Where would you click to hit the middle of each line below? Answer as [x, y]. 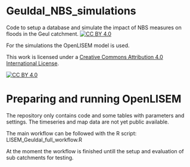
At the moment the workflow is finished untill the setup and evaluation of [95, 151]
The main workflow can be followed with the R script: [71, 133]
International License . [33, 63]
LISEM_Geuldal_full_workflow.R [44, 140]
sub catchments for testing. [40, 157]
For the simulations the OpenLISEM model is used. [68, 45]
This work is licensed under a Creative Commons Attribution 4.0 [85, 57]
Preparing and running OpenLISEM [94, 99]
